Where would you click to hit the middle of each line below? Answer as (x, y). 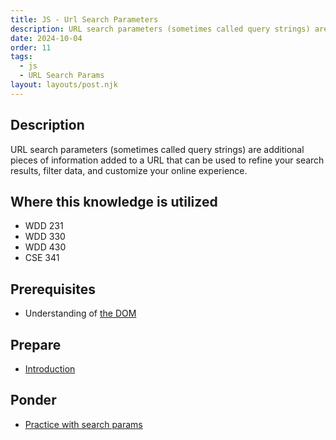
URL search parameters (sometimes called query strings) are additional (157, 149)
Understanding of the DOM (80, 313)
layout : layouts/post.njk (64, 85)
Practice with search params (83, 424)
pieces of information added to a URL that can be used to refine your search (167, 160)
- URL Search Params (62, 76)
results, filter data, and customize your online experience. (129, 170)
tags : (21, 57)
